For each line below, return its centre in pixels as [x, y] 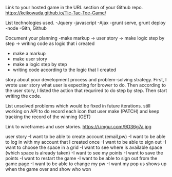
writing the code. [23, 96]
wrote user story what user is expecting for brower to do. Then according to [85, 85]
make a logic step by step [40, 64]
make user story [30, 59]
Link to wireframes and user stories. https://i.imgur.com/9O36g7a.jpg [78, 127]
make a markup [29, 53]
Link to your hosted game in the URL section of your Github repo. [74, 7]
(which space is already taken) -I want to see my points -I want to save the [84, 153]
